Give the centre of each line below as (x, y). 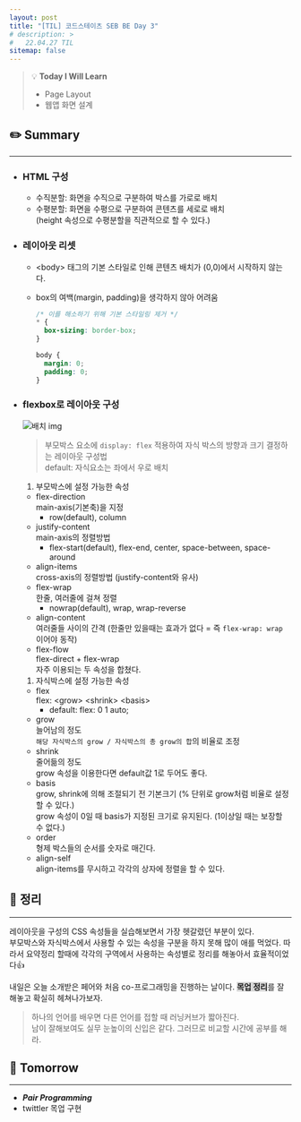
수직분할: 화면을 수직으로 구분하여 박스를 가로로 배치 (126, 198)
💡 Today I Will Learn (69, 76)
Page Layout (68, 94)
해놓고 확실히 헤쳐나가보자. (56, 998)
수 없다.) (50, 827)
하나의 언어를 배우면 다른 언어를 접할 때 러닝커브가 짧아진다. (135, 1016)
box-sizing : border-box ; (90, 331)
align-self (53, 858)
